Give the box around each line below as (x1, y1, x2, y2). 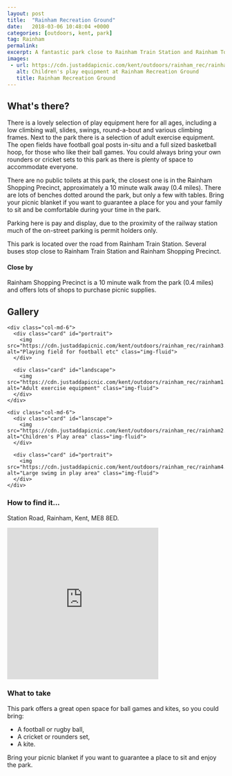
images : (7, 55, 30, 62)
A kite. (17, 739, 36, 748)
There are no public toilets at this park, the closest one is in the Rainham (7, 176, 213, 184)
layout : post (7, 10, 45, 17)
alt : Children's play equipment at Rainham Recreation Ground (16, 68, 199, 75)
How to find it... (7, 498, 60, 508)
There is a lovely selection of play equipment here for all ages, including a (7, 118, 217, 127)
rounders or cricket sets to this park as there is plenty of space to (7, 155, 193, 164)
